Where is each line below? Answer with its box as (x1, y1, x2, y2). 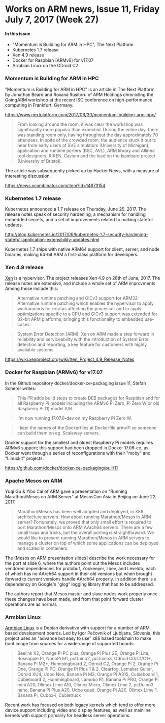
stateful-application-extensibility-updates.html (5, 237, 99, 242)
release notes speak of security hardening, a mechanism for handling (5, 211, 146, 217)
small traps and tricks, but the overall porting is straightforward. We (17, 530, 154, 535)
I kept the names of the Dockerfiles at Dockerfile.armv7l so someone (17, 425, 157, 431)
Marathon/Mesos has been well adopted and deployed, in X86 (17, 508, 144, 514)
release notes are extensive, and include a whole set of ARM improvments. (5, 281, 157, 287)
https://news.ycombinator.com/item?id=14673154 (5, 182, 106, 189)
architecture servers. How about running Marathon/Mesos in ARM (17, 514, 151, 520)
